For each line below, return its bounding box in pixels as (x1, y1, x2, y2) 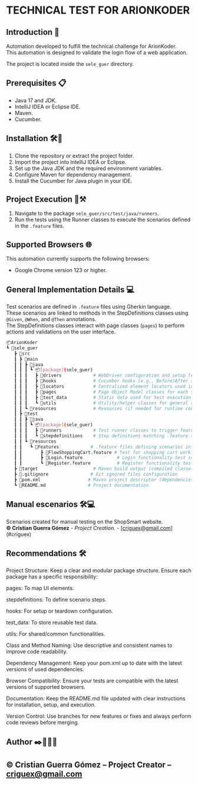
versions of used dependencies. (6, 666, 84, 673)
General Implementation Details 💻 (6, 284, 134, 295)
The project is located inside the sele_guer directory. (6, 60, 134, 67)
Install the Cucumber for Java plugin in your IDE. (14, 177, 133, 184)
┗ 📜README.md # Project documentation (14, 482, 149, 488)
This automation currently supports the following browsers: (6, 255, 150, 263)
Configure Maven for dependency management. (14, 171, 132, 178)
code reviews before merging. (6, 719, 80, 726)
